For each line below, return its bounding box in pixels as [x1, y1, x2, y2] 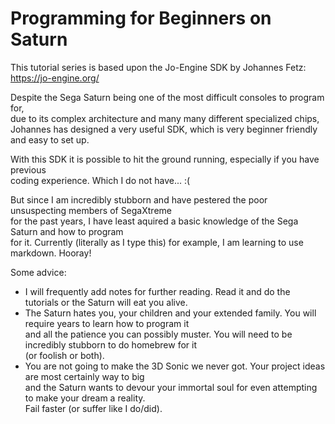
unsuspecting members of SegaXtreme [10, 204, 172, 216]
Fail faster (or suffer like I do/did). [24, 402, 163, 414]
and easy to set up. [10, 133, 90, 146]
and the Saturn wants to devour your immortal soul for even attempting [24, 381, 318, 393]
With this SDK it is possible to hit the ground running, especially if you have [10, 153, 320, 165]
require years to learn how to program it [24, 317, 190, 329]
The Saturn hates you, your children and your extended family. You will [24, 307, 317, 319]
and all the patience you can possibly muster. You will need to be [24, 328, 293, 340]
